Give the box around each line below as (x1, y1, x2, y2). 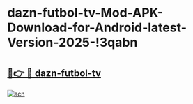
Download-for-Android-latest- (7, 20, 187, 36)
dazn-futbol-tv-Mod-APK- (7, 5, 164, 21)
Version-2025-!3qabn (7, 35, 138, 50)
